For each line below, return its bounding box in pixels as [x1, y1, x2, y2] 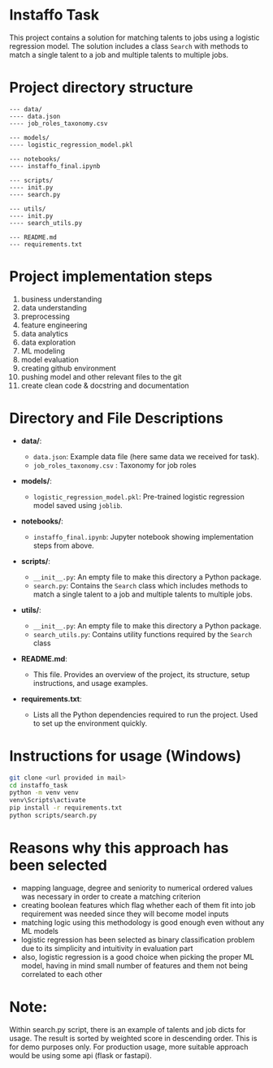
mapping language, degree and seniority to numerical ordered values [20, 883, 253, 892]
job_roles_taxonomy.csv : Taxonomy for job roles [32, 460, 197, 470]
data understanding [20, 302, 88, 312]
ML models [20, 926, 59, 936]
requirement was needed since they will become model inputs [20, 909, 229, 918]
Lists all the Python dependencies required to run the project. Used [32, 710, 258, 719]
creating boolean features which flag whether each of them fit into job [20, 900, 256, 910]
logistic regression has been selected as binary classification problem [20, 935, 255, 944]
